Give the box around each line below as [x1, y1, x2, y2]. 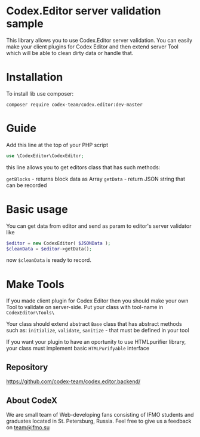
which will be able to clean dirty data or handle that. [6, 49, 134, 56]
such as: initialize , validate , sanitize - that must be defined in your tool [6, 327, 189, 334]
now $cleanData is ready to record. [6, 256, 91, 264]
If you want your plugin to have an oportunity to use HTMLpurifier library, [6, 338, 186, 346]
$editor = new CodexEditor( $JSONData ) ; [6, 240, 111, 246]
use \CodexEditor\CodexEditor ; [6, 152, 84, 159]
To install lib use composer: [6, 90, 74, 97]
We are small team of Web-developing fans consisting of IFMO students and [6, 411, 194, 418]
